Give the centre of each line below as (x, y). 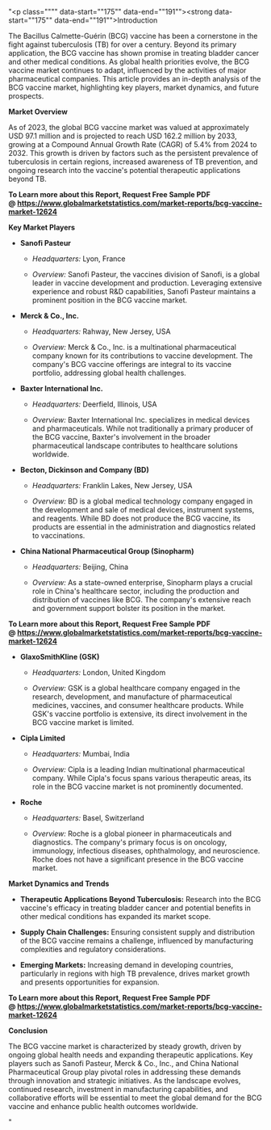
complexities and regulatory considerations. (93, 949)
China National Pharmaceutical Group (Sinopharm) (107, 551)
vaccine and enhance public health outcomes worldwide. (103, 1106)
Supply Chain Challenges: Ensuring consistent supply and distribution (138, 932)
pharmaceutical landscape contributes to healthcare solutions (135, 445)
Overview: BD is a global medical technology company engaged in (142, 501)
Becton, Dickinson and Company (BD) (84, 470)
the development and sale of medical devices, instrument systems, (143, 510)
